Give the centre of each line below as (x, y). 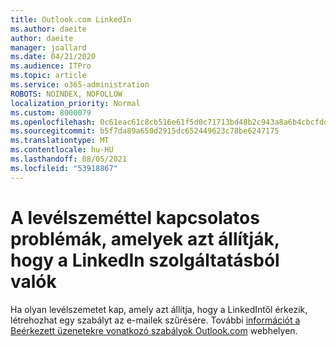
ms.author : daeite (48, 29)
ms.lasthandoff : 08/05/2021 (69, 159)
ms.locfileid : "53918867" (64, 168)
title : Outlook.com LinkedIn (71, 19)
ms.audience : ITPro (51, 66)
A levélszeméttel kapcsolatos (135, 217)
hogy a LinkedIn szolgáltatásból (145, 260)
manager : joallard (48, 47)
